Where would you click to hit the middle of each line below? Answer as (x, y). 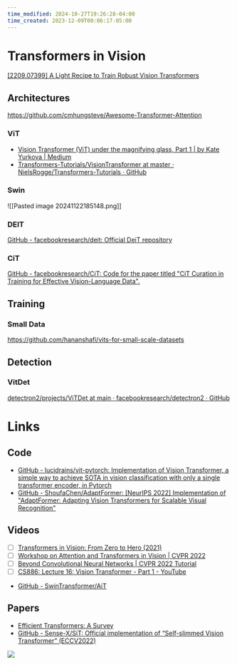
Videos (23, 531)
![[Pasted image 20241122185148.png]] (65, 206)
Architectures (39, 98)
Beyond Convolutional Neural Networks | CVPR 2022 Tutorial (107, 563)
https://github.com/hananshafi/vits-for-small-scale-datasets (96, 340)
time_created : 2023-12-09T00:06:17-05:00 (70, 21)
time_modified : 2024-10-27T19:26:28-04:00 (71, 14)
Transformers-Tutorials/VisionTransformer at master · (96, 164)
